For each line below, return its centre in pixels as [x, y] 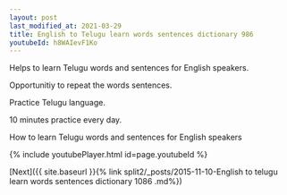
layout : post [34, 17]
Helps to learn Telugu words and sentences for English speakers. [129, 68]
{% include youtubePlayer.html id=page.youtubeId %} [109, 155]
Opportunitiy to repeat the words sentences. [91, 85]
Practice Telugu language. [57, 103]
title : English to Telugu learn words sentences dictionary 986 [131, 34]
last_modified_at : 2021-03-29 [66, 26]
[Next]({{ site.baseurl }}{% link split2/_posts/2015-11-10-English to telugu [144, 172]
